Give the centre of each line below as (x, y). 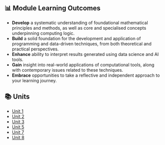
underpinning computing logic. (43, 33)
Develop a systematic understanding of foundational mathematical (80, 23)
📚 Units (17, 97)
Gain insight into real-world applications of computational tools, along (83, 65)
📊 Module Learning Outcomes (53, 8)
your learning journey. (34, 80)
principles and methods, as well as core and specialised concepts (79, 28)
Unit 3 (18, 121)
